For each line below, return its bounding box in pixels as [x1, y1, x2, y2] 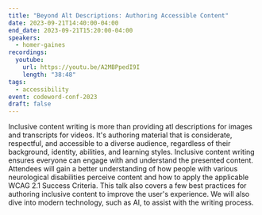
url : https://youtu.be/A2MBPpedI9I [22, 63, 141, 71]
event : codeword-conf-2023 [8, 93, 98, 101]
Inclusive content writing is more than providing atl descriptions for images [8, 122, 252, 132]
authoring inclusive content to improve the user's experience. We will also [8, 190, 250, 199]
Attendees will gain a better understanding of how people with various [8, 164, 238, 174]
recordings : [8, 48, 48, 56]
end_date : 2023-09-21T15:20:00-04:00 [8, 26, 133, 34]
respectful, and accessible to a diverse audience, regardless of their [8, 139, 231, 148]
